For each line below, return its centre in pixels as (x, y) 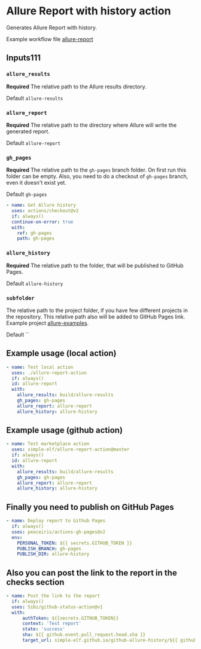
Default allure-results (35, 98)
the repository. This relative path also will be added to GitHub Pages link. (96, 316)
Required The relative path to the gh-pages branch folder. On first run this (96, 170)
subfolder (20, 298)
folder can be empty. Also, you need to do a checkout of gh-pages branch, (97, 176)
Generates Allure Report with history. (52, 27)
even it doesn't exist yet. (36, 183)
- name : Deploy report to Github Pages (56, 521)
